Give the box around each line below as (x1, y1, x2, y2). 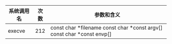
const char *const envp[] (50, 31, 112, 37)
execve (8, 28, 26, 34)
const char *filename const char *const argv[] (50, 24, 163, 31)
